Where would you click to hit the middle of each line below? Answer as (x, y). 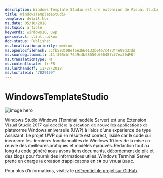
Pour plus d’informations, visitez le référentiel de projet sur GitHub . (72, 170)
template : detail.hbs (27, 18)
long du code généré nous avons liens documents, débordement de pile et (80, 151)
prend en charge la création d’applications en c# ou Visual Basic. (70, 161)
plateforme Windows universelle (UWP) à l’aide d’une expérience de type (78, 130)
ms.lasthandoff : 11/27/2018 (33, 69)
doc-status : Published (28, 41)
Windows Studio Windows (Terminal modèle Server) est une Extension (76, 120)
